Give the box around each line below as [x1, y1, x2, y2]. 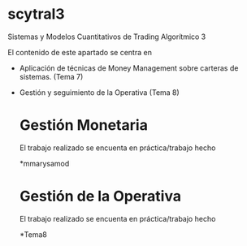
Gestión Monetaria [19, 116, 148, 135]
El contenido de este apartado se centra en [7, 47, 152, 57]
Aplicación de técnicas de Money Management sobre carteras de [19, 63, 239, 73]
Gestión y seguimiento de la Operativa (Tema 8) [19, 87, 180, 97]
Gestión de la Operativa [19, 188, 182, 205]
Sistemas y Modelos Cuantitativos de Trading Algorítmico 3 [7, 32, 206, 41]
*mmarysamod [19, 158, 70, 168]
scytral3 [7, 5, 66, 24]
